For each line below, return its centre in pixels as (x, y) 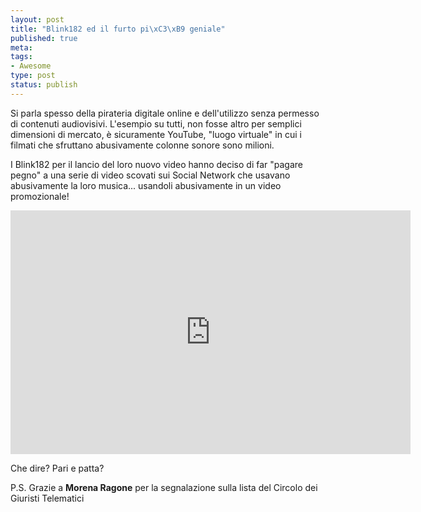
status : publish (44, 85)
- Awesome (31, 66)
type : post (33, 76)
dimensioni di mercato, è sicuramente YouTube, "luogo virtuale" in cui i (156, 134)
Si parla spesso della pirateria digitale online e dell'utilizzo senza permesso (165, 113)
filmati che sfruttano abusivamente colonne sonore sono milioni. (142, 145)
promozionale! (40, 196)
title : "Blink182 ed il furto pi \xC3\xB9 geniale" (118, 29)
